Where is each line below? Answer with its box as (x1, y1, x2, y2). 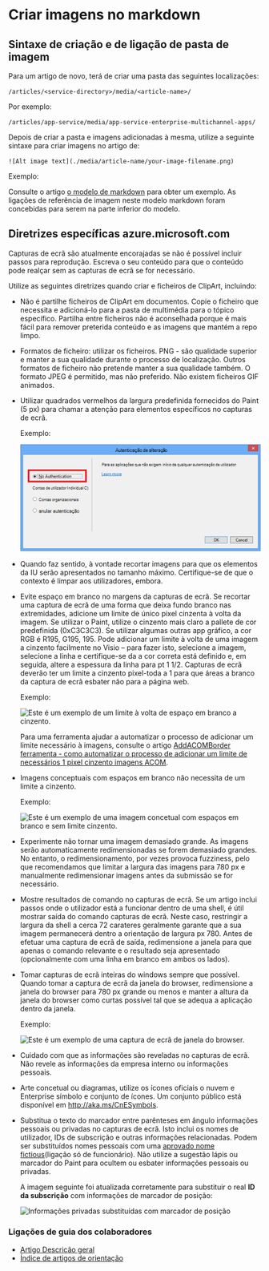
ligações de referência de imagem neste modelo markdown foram (8, 196, 226, 205)
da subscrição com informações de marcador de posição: (19, 1191, 213, 1200)
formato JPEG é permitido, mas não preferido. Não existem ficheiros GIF (19, 371, 259, 381)
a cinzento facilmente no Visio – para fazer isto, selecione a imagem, (19, 643, 247, 652)
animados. (19, 380, 54, 389)
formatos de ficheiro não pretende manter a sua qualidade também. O (19, 363, 251, 373)
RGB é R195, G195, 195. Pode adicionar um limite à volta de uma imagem (19, 635, 259, 644)
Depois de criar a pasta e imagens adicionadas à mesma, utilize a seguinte (8, 132, 255, 142)
